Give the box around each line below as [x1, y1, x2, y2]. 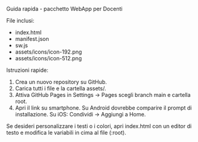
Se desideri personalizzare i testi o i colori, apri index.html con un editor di [6, 122, 192, 130]
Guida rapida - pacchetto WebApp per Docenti [6, 5, 123, 12]
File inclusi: [6, 17, 35, 24]
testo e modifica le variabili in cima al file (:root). [6, 129, 126, 136]
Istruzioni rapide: [6, 66, 49, 74]
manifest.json [15, 35, 49, 42]
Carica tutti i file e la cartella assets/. [15, 85, 106, 92]
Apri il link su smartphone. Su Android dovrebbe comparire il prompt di [15, 104, 193, 112]
